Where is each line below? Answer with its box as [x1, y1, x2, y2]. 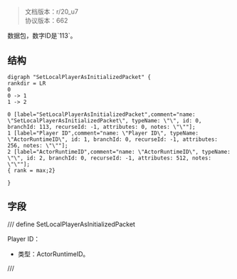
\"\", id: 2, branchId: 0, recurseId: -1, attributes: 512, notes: [7, 154, 212, 162]
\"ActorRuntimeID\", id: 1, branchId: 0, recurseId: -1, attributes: [7, 136, 218, 143]
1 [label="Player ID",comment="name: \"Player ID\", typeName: [7, 130, 199, 137]
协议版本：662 [24, 16, 68, 25]
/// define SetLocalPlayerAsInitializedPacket [7, 220, 135, 228]
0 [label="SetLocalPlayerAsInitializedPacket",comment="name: [7, 111, 196, 118]
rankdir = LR [7, 80, 46, 87]
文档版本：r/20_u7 [24, 7, 78, 16]
